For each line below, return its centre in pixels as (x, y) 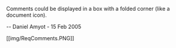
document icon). (26, 15)
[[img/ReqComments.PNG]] (40, 38)
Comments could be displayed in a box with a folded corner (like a (88, 9)
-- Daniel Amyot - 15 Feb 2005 (44, 27)
